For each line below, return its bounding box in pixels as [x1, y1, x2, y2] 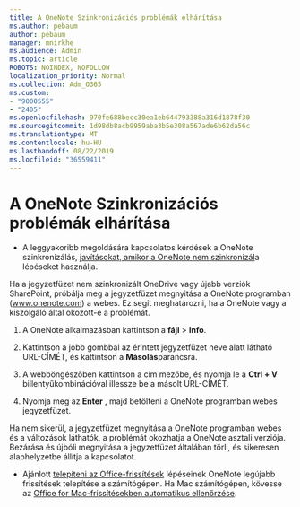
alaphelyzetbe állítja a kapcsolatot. [9, 451, 137, 462]
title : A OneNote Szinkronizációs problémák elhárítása [9, 13, 222, 22]
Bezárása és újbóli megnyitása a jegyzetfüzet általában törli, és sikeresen [9, 441, 279, 453]
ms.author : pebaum [9, 22, 78, 31]
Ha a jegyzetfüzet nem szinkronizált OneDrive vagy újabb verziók [9, 279, 251, 290]
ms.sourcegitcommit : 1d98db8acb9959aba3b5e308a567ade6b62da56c [9, 122, 251, 131]
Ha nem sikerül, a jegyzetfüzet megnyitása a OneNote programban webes [9, 423, 282, 433]
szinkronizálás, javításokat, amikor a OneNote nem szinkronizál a [21, 252, 260, 263]
